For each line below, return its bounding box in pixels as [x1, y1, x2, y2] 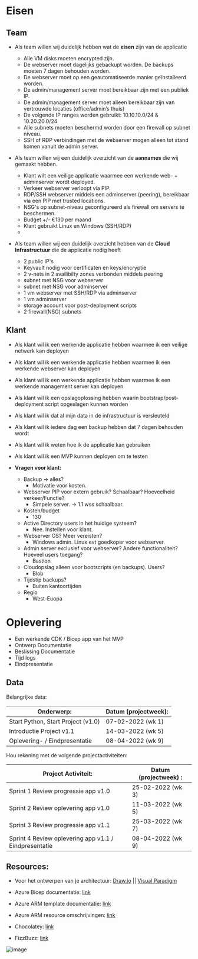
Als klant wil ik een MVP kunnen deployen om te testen [14, 453, 148, 460]
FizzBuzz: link [14, 935, 49, 942]
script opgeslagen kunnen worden [45, 401, 128, 408]
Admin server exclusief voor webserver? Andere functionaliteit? [23, 544, 178, 551]
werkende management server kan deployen [14, 383, 124, 390]
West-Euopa [32, 595, 63, 602]
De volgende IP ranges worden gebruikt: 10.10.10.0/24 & [23, 111, 159, 118]
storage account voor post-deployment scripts [23, 302, 137, 309]
